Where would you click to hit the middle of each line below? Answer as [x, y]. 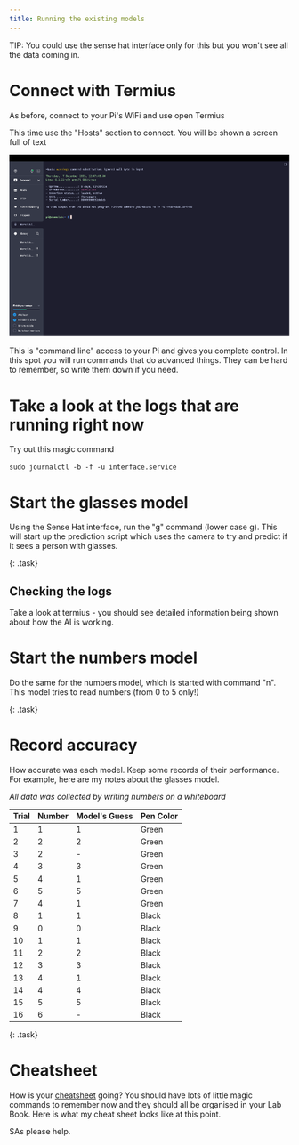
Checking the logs [61, 591]
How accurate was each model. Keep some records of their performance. [144, 770]
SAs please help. [40, 1131]
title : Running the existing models [77, 19]
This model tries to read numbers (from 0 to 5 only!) [105, 692]
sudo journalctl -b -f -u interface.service [93, 467]
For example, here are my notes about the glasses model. [114, 779]
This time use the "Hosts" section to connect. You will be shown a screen [144, 133]
